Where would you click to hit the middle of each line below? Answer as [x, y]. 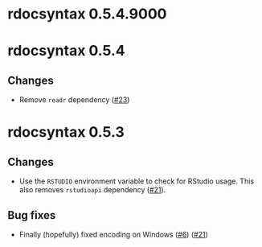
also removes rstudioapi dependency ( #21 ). [92, 190]
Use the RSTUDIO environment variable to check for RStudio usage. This [137, 181]
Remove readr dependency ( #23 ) [74, 100]
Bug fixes [32, 215]
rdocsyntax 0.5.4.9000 [87, 14]
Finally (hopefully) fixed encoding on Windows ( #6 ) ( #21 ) [113, 235]
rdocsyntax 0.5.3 [66, 132]
